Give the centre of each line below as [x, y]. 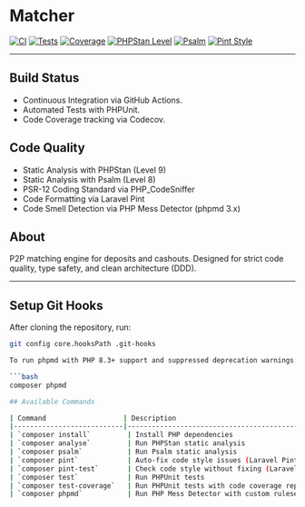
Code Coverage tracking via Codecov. [94, 119]
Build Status [44, 78]
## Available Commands [52, 402]
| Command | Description [93, 418]
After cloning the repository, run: [70, 327]
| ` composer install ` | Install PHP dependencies [121, 435]
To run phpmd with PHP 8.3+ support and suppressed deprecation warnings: [154, 361]
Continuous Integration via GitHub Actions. [103, 100]
